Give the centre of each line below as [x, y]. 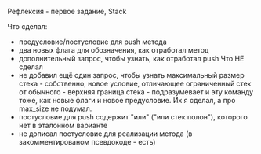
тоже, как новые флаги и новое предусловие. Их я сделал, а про [127, 100]
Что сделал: [27, 26]
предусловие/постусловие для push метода [93, 42]
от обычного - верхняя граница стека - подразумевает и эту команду [136, 92]
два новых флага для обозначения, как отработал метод [114, 50]
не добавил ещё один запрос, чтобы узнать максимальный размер [131, 75]
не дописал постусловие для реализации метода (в [105, 134]
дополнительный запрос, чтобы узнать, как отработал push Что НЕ [131, 59]
